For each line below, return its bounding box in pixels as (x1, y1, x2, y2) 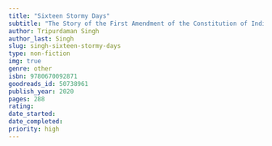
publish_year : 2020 (8, 87, 74, 96)
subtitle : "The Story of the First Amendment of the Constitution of (8, 19, 249, 28)
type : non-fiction (8, 49, 70, 58)
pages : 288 (8, 95, 45, 103)
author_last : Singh (8, 34, 74, 43)
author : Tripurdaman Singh (8, 27, 100, 35)
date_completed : (8, 118, 63, 126)
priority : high (8, 125, 60, 133)
